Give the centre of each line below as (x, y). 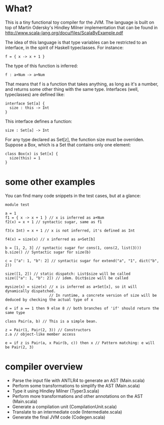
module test (17, 205)
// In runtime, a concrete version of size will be (103, 295)
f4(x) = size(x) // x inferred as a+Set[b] (50, 239)
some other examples (50, 182)
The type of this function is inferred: (41, 66)
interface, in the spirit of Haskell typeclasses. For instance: (64, 47)
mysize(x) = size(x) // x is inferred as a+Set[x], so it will (71, 287)
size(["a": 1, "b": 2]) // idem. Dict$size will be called (67, 278)
